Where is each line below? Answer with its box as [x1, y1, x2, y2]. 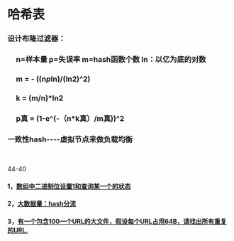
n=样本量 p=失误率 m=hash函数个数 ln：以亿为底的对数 [16, 55, 206, 65]
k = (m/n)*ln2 [16, 93, 64, 103]
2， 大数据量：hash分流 [7, 200, 77, 208]
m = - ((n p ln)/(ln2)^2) [16, 74, 91, 84]
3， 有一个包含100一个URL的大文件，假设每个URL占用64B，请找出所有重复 [7, 217, 227, 225]
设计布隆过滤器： [7, 33, 66, 43]
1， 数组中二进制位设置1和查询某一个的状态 [7, 182, 131, 191]
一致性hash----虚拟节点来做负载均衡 [7, 134, 133, 144]
